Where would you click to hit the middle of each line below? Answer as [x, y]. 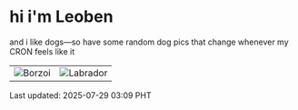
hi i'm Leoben [61, 17]
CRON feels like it [42, 51]
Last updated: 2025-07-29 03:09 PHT [80, 95]
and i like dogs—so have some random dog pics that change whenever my [149, 42]
